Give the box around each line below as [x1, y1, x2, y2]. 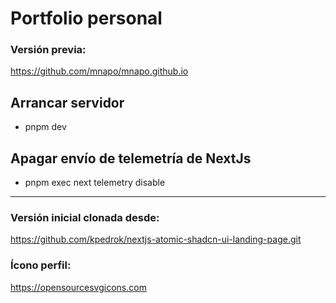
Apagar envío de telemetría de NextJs [10, 150, 252, 167]
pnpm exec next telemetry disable [24, 177, 166, 189]
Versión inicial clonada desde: [10, 211, 160, 225]
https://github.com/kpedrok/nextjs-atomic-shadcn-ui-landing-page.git [10, 233, 302, 246]
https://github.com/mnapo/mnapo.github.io [10, 65, 189, 77]
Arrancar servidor [10, 94, 125, 111]
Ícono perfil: [10, 258, 72, 272]
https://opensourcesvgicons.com [10, 281, 147, 293]
